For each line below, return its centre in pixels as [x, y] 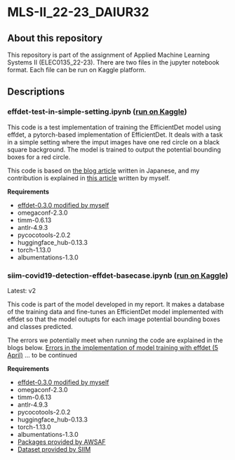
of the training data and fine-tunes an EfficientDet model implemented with [115, 311]
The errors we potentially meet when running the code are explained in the [115, 340]
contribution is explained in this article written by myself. [89, 178]
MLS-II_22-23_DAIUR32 [78, 12]
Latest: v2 [22, 290]
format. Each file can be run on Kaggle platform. [77, 70]
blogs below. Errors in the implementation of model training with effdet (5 [113, 347]
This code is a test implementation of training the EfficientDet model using [114, 127]
